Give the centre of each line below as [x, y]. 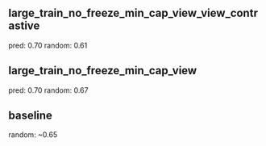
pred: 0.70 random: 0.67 [48, 90]
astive [24, 26]
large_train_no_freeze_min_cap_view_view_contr [133, 13]
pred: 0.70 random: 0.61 [48, 45]
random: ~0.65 [33, 135]
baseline [30, 116]
